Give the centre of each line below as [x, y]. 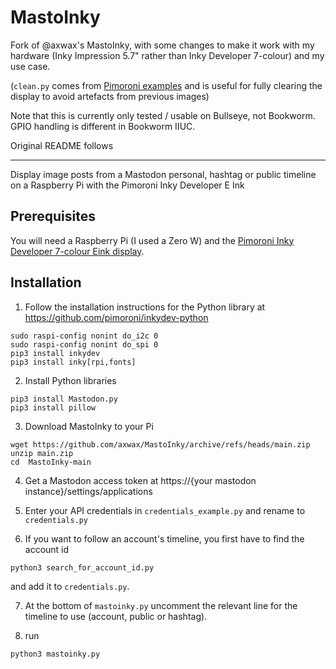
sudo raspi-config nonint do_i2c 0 [84, 336]
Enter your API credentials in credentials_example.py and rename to [165, 510]
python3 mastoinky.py [55, 654]
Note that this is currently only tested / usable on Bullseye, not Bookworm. [163, 115]
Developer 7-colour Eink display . [77, 251]
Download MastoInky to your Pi [89, 426]
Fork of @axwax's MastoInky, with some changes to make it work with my [162, 45]
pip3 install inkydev [55, 353]
